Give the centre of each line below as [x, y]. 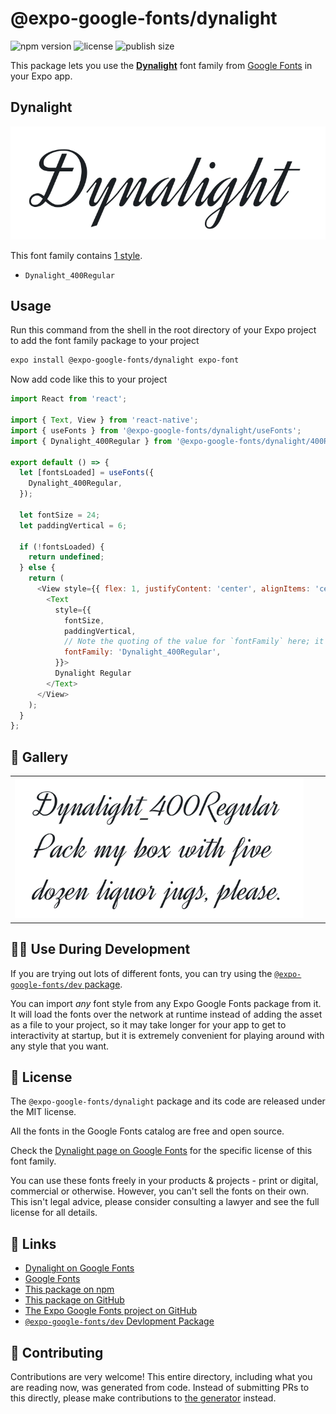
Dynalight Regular [93, 673]
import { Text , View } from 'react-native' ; [104, 420]
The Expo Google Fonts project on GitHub [110, 1311]
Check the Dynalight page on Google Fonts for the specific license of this [161, 1151]
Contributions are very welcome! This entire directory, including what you [161, 1377]
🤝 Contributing [57, 1352]
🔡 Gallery [39, 757]
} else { [37, 568]
